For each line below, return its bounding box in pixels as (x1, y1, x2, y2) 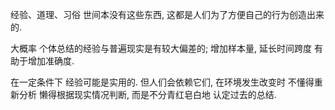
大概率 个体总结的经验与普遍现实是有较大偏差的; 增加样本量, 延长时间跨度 (10, 43, 313, 54)
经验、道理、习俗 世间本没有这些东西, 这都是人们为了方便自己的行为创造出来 (10, 9, 325, 20)
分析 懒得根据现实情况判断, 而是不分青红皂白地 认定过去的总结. (18, 89, 277, 100)
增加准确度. (27, 55, 75, 67)
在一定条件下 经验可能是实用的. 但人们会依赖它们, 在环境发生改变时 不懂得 (10, 76, 315, 88)
